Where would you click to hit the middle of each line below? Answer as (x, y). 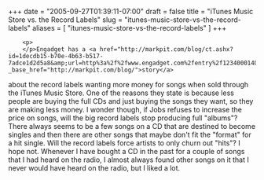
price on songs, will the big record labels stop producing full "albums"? (123, 118)
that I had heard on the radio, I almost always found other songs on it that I (128, 160)
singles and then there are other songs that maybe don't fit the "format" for (130, 134)
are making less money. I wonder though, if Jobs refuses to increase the (125, 110)
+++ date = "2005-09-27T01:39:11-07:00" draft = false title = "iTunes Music (131, 11)
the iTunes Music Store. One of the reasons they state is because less (121, 93)
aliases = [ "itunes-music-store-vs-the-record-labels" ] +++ (130, 28)
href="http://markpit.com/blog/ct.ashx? (167, 50)
